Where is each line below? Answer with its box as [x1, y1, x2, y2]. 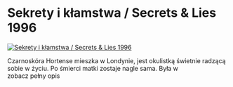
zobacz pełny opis [7, 72, 60, 80]
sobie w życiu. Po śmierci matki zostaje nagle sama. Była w [7, 64, 179, 72]
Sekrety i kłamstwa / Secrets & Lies [7, 5, 216, 21]
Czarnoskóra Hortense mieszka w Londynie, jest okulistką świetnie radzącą [7, 56, 226, 65]
